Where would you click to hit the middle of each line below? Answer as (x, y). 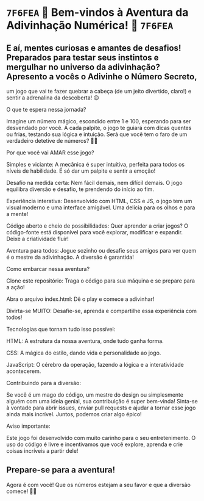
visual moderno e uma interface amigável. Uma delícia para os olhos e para (101, 207)
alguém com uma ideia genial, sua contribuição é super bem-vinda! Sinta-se (102, 401)
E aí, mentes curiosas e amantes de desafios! (94, 48)
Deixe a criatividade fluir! (37, 239)
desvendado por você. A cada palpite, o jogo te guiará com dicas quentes (99, 128)
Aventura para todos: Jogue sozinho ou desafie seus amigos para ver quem (101, 250)
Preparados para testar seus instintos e (83, 57)
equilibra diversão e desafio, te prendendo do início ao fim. (80, 189)
